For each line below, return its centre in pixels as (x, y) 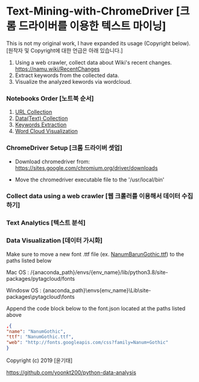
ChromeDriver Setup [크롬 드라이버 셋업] (64, 148)
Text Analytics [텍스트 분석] (46, 223)
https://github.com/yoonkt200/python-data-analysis (71, 372)
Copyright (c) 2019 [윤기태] (39, 360)
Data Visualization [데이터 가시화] (55, 240)
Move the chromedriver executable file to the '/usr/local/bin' (90, 180)
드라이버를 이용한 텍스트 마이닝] (92, 26)
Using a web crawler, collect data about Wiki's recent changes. (93, 62)
